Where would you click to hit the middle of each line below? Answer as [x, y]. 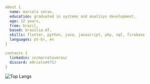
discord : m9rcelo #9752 [33, 62]
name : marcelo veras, [32, 12]
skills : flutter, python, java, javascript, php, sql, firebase [77, 35]
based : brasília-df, [31, 30]
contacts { [16, 53]
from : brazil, [24, 26]
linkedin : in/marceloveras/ [39, 58]
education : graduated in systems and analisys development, [73, 16]
